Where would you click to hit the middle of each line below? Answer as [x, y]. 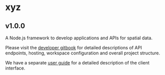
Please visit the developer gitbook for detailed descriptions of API [74, 48]
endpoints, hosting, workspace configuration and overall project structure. [83, 53]
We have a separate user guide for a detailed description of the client [77, 63]
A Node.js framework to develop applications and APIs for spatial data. [79, 38]
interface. [15, 68]
